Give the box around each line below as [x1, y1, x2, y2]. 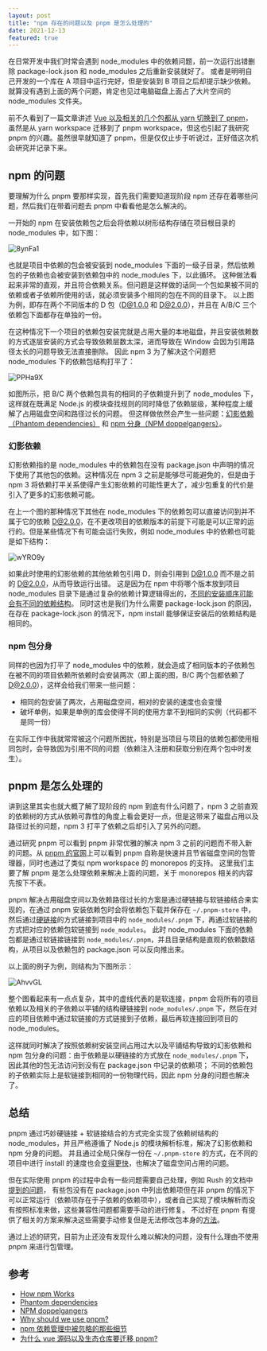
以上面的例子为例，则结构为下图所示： [8, 961, 133, 971]
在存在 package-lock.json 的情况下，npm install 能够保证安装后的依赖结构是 [8, 609, 257, 619]
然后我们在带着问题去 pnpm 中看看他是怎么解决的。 [21, 201, 192, 211]
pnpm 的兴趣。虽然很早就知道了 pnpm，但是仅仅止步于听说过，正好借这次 [8, 133, 252, 143]
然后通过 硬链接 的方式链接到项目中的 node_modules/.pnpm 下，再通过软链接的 [8, 915, 257, 925]
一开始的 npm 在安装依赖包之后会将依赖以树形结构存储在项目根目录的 [8, 218, 236, 227]
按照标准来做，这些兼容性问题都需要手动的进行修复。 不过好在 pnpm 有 [14, 1205, 249, 1215]
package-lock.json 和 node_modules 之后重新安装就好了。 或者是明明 [17, 67, 246, 76]
